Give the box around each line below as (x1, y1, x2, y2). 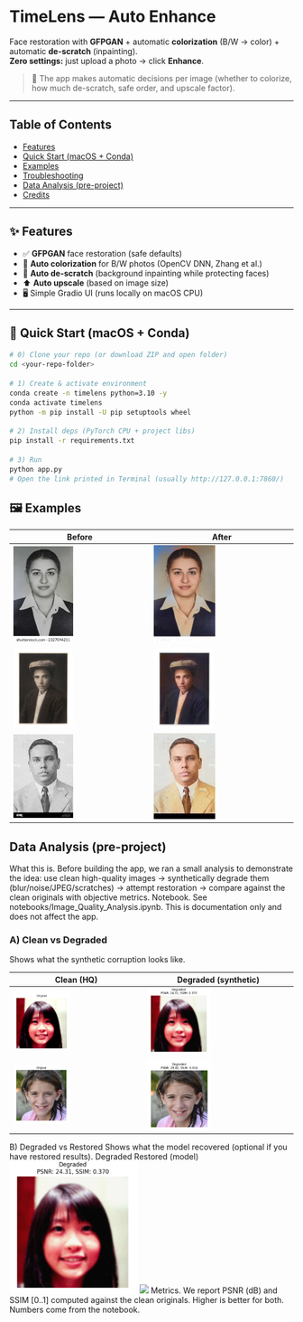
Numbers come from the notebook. (9, 1304, 141, 1316)
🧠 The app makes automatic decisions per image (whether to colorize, (31, 72, 293, 83)
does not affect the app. (9, 911, 99, 923)
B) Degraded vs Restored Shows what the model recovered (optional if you (9, 1141, 288, 1153)
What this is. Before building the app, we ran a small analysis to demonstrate (9, 863, 293, 874)
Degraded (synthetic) (177, 974, 260, 985)
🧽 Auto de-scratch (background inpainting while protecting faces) (22, 267, 270, 278)
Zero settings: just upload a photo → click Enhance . (9, 55, 205, 66)
